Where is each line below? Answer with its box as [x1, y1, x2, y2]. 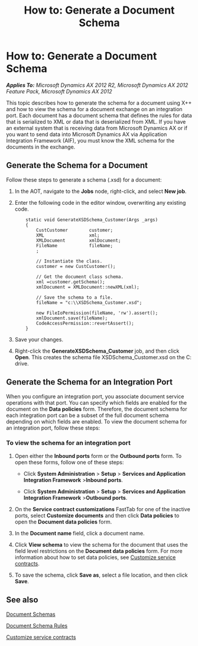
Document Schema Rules [6, 622, 68, 629]
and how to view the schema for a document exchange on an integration [6, 105, 183, 112]
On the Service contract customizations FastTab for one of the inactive [14, 505, 190, 512]
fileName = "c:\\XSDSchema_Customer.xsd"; [36, 299, 142, 305]
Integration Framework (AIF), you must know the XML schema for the [6, 137, 175, 144]
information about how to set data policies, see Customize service [14, 554, 176, 561]
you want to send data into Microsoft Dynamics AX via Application [6, 131, 167, 138]
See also [6, 595, 38, 605]
